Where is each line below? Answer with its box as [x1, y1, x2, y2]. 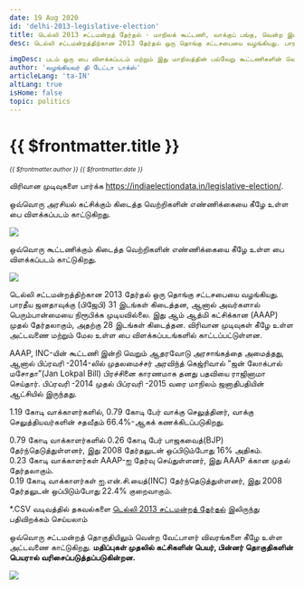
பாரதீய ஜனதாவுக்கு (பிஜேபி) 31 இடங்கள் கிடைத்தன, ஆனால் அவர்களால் [9, 299, 261, 310]
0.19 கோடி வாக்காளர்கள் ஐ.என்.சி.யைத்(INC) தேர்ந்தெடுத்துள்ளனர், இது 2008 [9, 475, 282, 486]
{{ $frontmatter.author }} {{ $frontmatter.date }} [9, 165, 143, 174]
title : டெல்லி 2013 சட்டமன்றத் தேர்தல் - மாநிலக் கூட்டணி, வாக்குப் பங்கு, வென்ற [9, 30, 283, 39]
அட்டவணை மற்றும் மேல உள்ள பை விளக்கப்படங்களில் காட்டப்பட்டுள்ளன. [9, 330, 262, 341]
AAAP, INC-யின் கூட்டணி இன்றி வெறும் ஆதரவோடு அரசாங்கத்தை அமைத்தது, [9, 348, 285, 359]
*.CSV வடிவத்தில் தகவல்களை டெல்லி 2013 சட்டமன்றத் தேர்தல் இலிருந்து [9, 503, 260, 515]
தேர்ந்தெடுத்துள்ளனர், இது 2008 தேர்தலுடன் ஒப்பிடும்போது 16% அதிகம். [9, 444, 262, 456]
